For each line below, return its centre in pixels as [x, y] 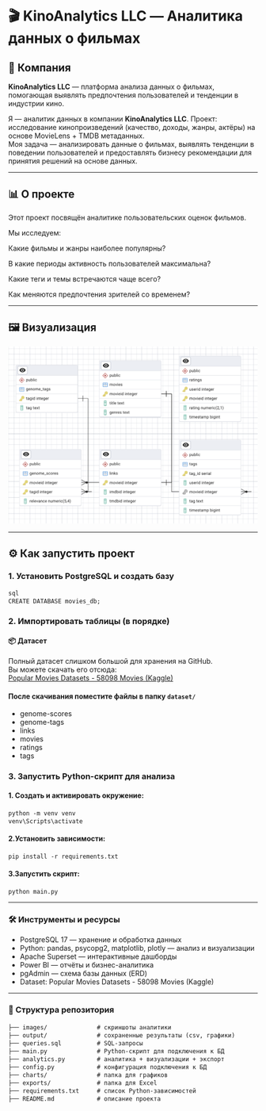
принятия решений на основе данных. [73, 161]
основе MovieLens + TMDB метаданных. [76, 136]
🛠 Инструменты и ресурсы [64, 919]
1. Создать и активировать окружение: [76, 795]
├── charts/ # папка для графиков [88, 1075]
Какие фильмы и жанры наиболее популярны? [87, 248]
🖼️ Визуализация [52, 328]
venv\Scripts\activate [46, 821]
